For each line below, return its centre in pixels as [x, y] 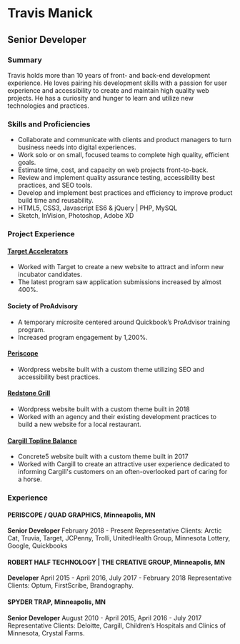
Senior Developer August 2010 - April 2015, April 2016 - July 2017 [105, 618]
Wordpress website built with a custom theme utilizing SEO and [111, 369]
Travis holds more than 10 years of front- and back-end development [109, 75]
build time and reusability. [56, 201]
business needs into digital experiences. [77, 147]
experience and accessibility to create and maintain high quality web [108, 90]
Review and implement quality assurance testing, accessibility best [116, 178]
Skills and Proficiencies [49, 124]
